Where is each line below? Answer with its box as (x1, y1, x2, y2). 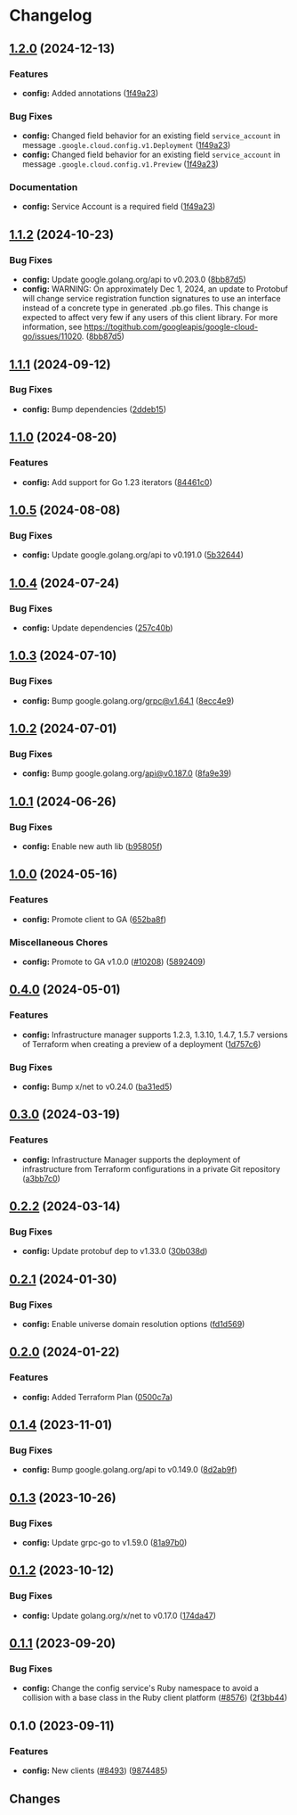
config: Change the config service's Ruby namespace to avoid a (21, 1683, 260, 1694)
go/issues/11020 (21, 331, 83, 342)
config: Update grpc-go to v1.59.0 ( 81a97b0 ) (21, 1538, 188, 1548)
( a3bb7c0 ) (21, 1173, 60, 1184)
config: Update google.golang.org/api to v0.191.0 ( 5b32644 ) (21, 549, 245, 560)
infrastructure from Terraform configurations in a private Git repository (21, 1163, 281, 1174)
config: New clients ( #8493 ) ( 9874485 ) (21, 1765, 168, 1776)
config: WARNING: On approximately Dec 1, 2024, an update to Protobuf (21, 284, 289, 294)
